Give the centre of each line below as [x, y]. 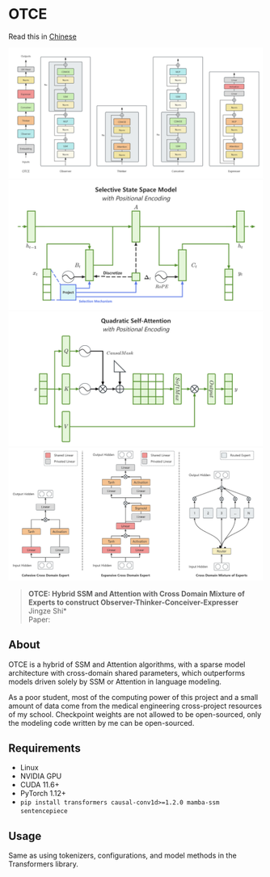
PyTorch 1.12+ [43, 794]
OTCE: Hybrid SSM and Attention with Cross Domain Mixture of [136, 593]
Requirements [44, 748]
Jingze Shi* [47, 610]
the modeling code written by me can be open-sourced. [101, 723]
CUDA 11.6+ [40, 785]
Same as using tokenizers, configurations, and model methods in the [122, 856]
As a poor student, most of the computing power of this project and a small [133, 697]
